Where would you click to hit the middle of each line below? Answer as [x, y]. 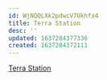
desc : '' [23, 30]
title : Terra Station [45, 23]
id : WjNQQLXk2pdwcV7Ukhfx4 [53, 16]
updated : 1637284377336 [48, 38]
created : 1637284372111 [48, 46]
